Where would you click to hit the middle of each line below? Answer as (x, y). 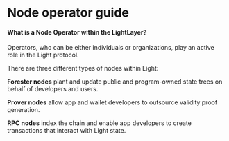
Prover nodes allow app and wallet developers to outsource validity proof (112, 102)
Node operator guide (68, 13)
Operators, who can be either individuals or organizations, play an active (111, 48)
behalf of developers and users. (53, 89)
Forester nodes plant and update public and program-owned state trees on (115, 82)
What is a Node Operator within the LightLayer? (77, 32)
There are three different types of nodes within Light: (83, 68)
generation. (24, 110)
